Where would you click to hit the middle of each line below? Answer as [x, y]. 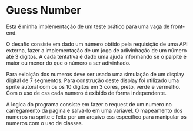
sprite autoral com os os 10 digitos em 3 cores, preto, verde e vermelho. [93, 86]
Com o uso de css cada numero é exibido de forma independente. [86, 93]
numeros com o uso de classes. [45, 123]
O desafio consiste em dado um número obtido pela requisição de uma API [97, 44]
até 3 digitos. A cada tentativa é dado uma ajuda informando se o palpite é [96, 56]
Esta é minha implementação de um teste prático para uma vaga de [88, 26]
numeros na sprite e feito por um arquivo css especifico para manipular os [96, 117]
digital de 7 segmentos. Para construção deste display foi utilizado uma [93, 80]
